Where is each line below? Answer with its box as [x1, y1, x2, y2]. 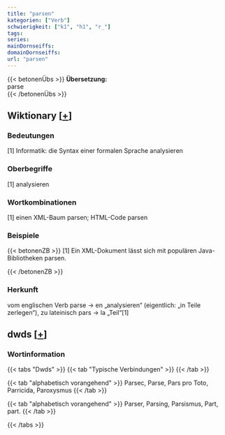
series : [7, 36, 30, 43]
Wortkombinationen [7, 197, 77, 207]
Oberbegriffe [7, 164, 52, 174]
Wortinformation [7, 349, 65, 359]
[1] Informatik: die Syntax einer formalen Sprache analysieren [7, 147, 184, 155]
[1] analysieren [7, 179, 50, 189]
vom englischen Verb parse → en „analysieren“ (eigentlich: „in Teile [7, 301, 201, 309]
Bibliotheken [7, 254, 43, 263]
